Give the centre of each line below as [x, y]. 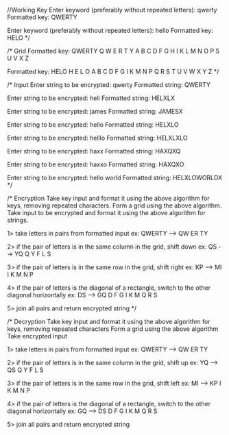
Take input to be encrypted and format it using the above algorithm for [106, 213]
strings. [18, 220]
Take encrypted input [37, 336]
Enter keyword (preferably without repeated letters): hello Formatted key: [110, 30]
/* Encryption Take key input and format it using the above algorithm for [109, 198]
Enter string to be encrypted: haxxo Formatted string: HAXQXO [96, 164]
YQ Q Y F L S [33, 254]
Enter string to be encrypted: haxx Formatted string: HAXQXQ [94, 151]
